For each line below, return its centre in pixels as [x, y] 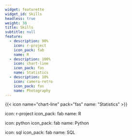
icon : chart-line [31, 63]
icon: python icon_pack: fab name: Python [47, 123]
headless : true [20, 18]
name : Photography [32, 91]
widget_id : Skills [23, 14]
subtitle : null [20, 32]
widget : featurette [25, 9]
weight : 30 [16, 23]
